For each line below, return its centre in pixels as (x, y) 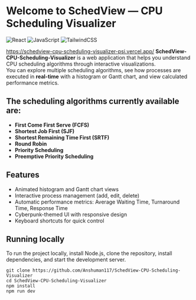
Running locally (35, 239)
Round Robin (31, 144)
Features (23, 175)
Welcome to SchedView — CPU (84, 11)
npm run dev (21, 291)
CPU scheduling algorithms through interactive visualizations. (81, 64)
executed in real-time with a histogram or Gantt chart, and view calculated (97, 76)
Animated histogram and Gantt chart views (67, 189)
